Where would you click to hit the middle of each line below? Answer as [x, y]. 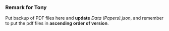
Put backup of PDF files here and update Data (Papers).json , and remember [84, 18]
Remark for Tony [26, 7]
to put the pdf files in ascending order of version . [57, 23]
